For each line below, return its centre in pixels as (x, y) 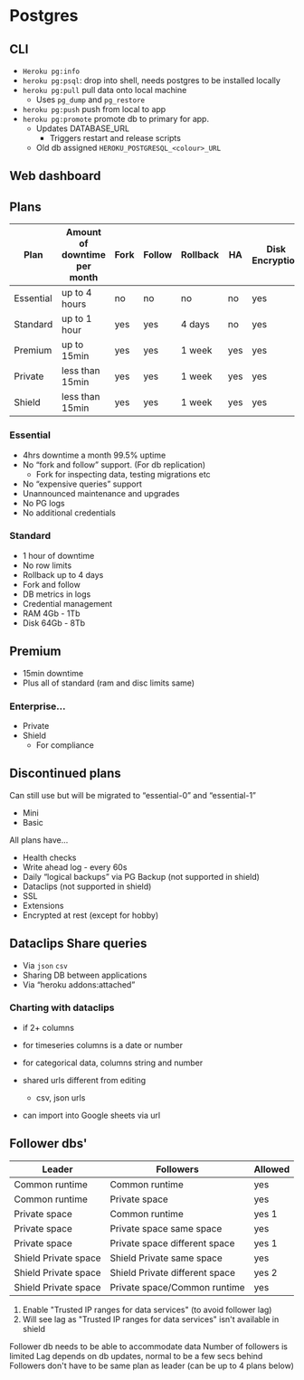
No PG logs (43, 503)
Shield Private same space (166, 1258)
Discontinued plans (66, 774)
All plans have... (39, 840)
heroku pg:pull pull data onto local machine (104, 90)
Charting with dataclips (62, 1007)
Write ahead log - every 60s (75, 867)
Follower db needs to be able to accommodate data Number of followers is (148, 1346)
